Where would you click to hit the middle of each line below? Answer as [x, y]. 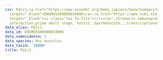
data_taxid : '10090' [26, 45]
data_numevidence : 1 [26, 37]
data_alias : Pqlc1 [24, 28]
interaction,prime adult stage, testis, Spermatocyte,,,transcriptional [84, 23]
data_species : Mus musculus [33, 41]
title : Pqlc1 [18, 50]
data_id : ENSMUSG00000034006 [34, 32]
